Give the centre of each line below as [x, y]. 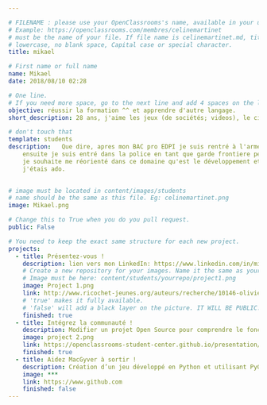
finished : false [50, 389]
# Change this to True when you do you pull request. [99, 220]
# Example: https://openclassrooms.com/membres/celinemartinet [115, 30]
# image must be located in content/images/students [97, 191]
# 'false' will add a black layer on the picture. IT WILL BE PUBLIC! [142, 308]
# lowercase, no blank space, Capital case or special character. [120, 44]
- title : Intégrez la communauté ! [74, 322]
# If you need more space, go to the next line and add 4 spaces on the [131, 103]
